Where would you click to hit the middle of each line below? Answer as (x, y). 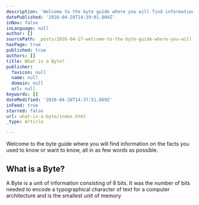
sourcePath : (21, 39)
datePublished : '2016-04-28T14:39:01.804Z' (61, 17)
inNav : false (22, 23)
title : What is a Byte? (36, 61)
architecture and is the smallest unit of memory (64, 196)
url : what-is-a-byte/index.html (46, 116)
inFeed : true (22, 105)
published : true (26, 50)
